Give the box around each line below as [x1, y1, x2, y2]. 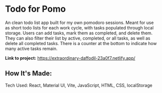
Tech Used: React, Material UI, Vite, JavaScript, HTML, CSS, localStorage [5, 82, 153, 88]
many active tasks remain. [5, 46, 58, 51]
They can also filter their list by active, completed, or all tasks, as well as [5, 35, 150, 41]
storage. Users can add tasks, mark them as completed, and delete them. [5, 30, 153, 36]
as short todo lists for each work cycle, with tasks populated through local [5, 24, 154, 30]
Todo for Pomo [5, 3, 66, 15]
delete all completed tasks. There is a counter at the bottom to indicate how [5, 40, 157, 46]
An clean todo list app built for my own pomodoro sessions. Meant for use [5, 20, 154, 25]
